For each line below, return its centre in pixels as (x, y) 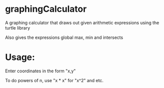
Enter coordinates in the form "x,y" (41, 71)
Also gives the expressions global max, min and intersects (64, 37)
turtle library (18, 28)
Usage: (20, 57)
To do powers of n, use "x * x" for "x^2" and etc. (54, 80)
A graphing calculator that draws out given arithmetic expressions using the (82, 23)
